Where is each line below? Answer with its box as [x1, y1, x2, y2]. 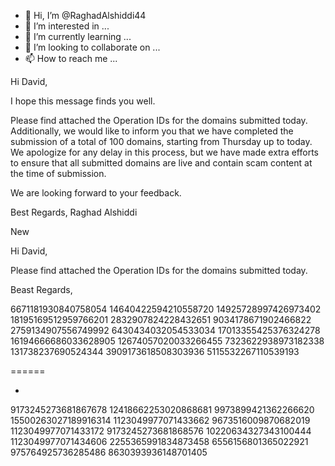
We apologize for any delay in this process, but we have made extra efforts [10, 146, 319, 158]
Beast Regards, [10, 284, 73, 295]
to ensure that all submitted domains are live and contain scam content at [10, 157, 313, 169]
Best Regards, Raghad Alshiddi [10, 206, 138, 218]
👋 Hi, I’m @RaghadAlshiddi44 [24, 10, 147, 21]
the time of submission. [10, 168, 107, 179]
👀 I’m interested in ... [24, 20, 110, 32]
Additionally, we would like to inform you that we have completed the [10, 125, 294, 137]
